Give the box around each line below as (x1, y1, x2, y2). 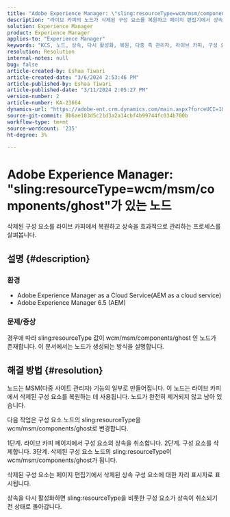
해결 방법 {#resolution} (7, 365, 103, 376)
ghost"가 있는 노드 (71, 198, 172, 214)
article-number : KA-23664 (7, 100, 81, 106)
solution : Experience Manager (7, 23, 94, 30)
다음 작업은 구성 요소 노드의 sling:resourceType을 (7, 415, 142, 424)
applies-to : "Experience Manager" (7, 36, 106, 43)
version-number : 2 (7, 93, 60, 100)
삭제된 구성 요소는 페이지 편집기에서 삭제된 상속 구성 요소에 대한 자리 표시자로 (7, 470, 214, 479)
